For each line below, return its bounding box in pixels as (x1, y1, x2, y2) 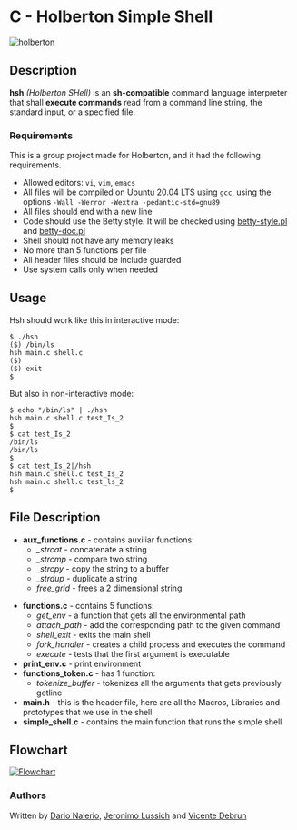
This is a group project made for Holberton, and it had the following (9, 150, 262, 161)
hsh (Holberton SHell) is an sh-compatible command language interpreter (9, 86, 288, 97)
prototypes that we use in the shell (22, 706, 153, 717)
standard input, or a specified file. (9, 106, 136, 117)
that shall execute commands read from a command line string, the (9, 96, 262, 107)
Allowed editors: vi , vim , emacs (22, 177, 136, 188)
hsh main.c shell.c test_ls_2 (9, 477, 124, 486)
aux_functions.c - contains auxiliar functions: (22, 534, 194, 545)
